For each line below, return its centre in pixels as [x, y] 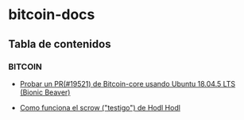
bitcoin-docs [52, 15]
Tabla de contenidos [60, 44]
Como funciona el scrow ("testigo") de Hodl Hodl [100, 107]
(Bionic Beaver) [45, 92]
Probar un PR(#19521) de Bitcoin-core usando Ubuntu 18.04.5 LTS [128, 83]
